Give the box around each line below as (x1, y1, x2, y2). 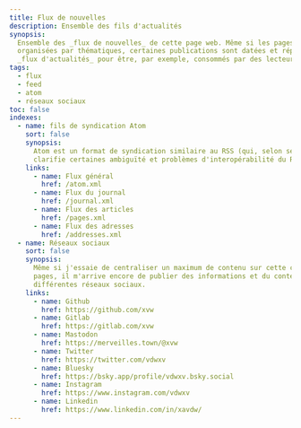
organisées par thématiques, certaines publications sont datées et (17, 47, 279, 56)
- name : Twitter (32, 346, 94, 355)
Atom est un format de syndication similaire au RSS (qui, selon (32, 146, 282, 155)
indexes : (9, 113, 42, 122)
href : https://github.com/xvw (41, 305, 154, 314)
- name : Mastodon (32, 330, 99, 339)
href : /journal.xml (41, 197, 115, 206)
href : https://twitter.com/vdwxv (41, 355, 167, 364)
